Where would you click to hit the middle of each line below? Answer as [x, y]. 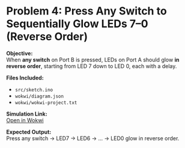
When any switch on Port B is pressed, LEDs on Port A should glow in [93, 60]
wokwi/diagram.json [39, 96]
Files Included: [25, 78]
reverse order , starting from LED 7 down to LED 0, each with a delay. [92, 66]
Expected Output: [29, 132]
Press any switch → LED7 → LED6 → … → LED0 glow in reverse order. [93, 138]
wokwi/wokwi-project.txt [46, 103]
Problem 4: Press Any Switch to [86, 11]
